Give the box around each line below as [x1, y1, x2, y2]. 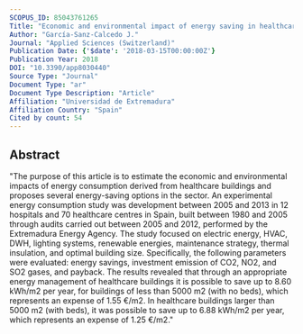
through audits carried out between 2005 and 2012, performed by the [9, 218, 269, 230]
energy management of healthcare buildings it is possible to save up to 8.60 [9, 275, 292, 286]
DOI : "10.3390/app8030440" [9, 64, 111, 73]
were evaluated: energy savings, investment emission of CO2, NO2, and [9, 257, 277, 267]
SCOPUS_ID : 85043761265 [9, 13, 99, 23]
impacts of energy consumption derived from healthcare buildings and [9, 180, 272, 191]
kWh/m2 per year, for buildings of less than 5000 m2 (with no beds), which [9, 285, 289, 296]
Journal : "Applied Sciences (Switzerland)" [9, 38, 176, 48]
